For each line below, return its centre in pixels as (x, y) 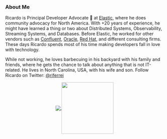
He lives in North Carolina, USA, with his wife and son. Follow (85, 70)
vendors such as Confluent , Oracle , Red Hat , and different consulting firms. (83, 39)
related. (13, 70)
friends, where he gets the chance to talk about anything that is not (75, 65)
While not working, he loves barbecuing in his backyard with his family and (83, 59)
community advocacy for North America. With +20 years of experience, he (82, 23)
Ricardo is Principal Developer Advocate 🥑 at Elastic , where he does (76, 18)
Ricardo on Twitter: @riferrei (34, 75)
